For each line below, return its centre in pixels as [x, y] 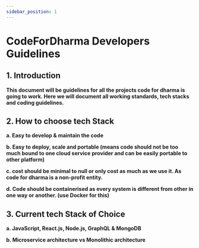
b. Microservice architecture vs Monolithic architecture [76, 240]
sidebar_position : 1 [32, 12]
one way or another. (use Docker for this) [58, 195]
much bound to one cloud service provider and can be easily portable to [97, 153]
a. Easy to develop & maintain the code [55, 136]
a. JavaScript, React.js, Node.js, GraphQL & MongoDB [74, 228]
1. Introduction [33, 76]
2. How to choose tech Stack [60, 122]
